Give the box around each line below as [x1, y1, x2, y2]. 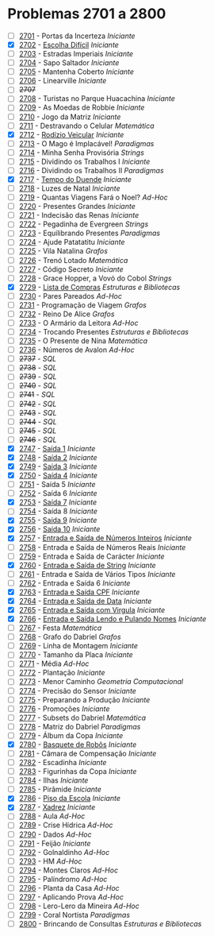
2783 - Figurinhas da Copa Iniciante [18, 767, 137, 776]
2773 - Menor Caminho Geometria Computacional [18, 677, 184, 687]
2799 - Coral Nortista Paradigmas [18, 911, 131, 920]
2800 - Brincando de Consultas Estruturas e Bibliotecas [18, 919, 202, 929]
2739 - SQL [18, 372, 57, 381]
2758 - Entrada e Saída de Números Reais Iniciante [18, 542, 186, 552]
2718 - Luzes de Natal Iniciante [18, 184, 120, 193]
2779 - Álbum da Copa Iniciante [18, 730, 124, 740]
